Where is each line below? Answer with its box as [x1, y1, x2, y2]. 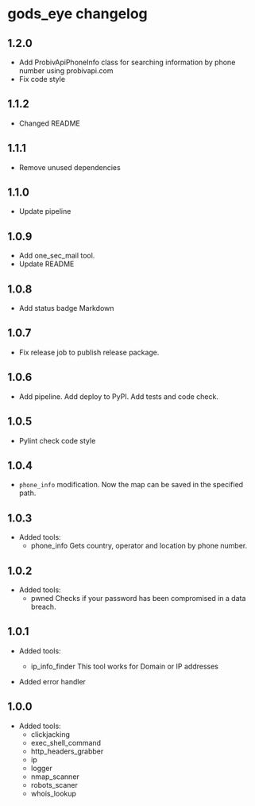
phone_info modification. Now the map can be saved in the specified [18, 480, 244, 490]
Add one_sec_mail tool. [18, 251, 95, 261]
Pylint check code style [18, 436, 96, 445]
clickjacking [30, 729, 71, 739]
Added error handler [18, 676, 87, 686]
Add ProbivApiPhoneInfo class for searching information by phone [18, 57, 236, 67]
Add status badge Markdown [18, 304, 114, 313]
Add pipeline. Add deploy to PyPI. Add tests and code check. [18, 391, 219, 401]
